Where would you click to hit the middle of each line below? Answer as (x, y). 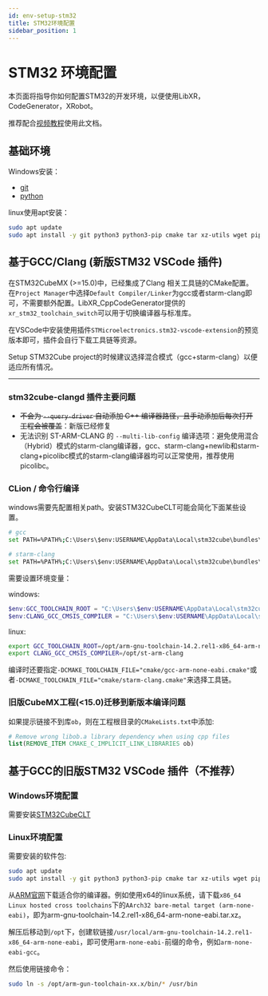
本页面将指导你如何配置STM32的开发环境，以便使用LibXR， (106, 96)
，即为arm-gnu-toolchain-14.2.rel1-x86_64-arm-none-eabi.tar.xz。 (136, 915)
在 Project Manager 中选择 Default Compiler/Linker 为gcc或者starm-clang (127, 293)
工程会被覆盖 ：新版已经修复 (65, 425)
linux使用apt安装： (39, 213)
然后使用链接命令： (40, 969)
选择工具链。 (215, 679)
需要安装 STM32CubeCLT (49, 815)
